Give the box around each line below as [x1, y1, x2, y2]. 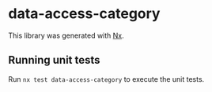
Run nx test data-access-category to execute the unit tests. [8, 74, 205, 83]
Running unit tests [8, 53, 100, 67]
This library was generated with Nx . [8, 31, 124, 40]
